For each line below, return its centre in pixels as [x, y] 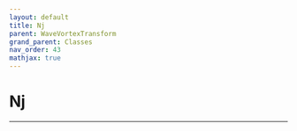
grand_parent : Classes [51, 42]
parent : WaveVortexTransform [63, 33]
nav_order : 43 [35, 50]
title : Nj [27, 25]
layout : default [39, 17]
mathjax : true [35, 58]
